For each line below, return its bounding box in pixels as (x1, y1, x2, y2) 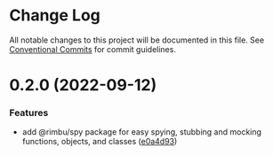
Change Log (9, 5, 100, 26)
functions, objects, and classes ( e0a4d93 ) (21, 136, 178, 147)
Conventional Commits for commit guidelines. (9, 43, 176, 54)
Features (9, 107, 49, 120)
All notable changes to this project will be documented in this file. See (9, 35, 265, 45)
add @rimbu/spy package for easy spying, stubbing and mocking (21, 127, 262, 137)
